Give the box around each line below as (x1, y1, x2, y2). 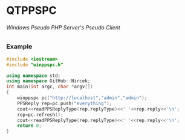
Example (6, 43, 33, 51)
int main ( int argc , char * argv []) (6, 84, 94, 90)
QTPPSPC (6, 4, 57, 17)
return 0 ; (17, 123, 42, 129)
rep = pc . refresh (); (17, 112, 63, 118)
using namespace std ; (6, 73, 61, 79)
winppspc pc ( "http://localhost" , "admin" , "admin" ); (17, 95, 148, 101)
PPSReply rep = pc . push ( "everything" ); (17, 100, 112, 106)
